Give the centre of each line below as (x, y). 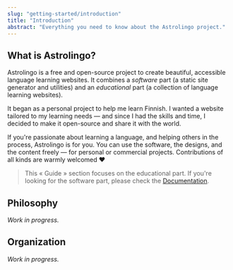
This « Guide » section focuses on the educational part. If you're (118, 173)
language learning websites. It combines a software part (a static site (108, 80)
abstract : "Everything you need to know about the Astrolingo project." (116, 27)
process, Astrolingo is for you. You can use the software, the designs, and (115, 145)
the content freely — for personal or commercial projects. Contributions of (115, 152)
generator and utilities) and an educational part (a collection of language (113, 87)
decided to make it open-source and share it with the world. (94, 123)
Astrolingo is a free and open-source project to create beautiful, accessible (116, 73)
